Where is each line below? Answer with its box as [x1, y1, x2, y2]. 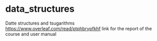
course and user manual [5, 31, 57, 37]
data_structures [5, 3, 75, 15]
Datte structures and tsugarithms [5, 20, 75, 26]
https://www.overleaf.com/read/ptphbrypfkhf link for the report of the [5, 25, 152, 31]
